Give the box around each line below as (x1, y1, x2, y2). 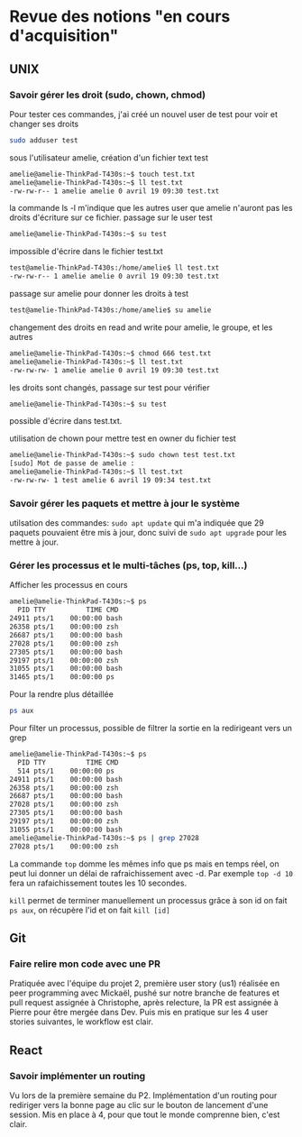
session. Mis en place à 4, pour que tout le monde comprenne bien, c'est (9, 1109, 280, 1120)
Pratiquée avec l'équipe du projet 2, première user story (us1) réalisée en (9, 978, 280, 989)
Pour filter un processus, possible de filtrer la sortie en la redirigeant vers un (9, 723, 293, 734)
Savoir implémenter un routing (9, 1069, 146, 1082)
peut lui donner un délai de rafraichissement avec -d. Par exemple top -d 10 (9, 867, 293, 878)
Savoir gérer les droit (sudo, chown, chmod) (9, 88, 206, 101)
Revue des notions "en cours (9, 6, 231, 27)
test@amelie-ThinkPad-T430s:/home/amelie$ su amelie (9, 306, 212, 315)
